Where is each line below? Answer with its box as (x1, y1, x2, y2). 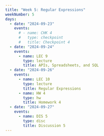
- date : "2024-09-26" (9, 68, 55, 73)
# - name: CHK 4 (18, 30, 52, 35)
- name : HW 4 (18, 91, 46, 96)
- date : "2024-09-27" (9, 105, 55, 110)
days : (5, 16, 16, 21)
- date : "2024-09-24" (9, 44, 55, 49)
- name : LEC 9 (18, 53, 48, 59)
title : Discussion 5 (23, 123, 66, 128)
